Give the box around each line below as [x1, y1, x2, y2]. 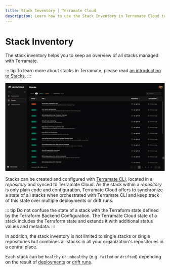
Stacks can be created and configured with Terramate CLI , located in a [5, 176, 153, 182]
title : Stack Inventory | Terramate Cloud [5, 8, 96, 13]
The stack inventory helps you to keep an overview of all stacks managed [5, 52, 159, 59]
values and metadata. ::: [5, 224, 56, 230]
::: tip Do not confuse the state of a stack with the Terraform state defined [5, 207, 159, 213]
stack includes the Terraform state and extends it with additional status [5, 218, 153, 224]
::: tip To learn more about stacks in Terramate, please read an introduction [5, 68, 161, 74]
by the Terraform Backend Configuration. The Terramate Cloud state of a [5, 212, 157, 219]
